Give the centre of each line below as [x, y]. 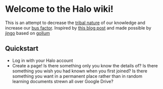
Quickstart [22, 48]
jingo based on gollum [27, 33]
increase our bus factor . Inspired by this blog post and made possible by [78, 28]
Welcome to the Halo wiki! [59, 9]
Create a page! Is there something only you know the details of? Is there [85, 65]
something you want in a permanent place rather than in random [77, 76]
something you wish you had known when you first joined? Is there [80, 71]
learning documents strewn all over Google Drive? [63, 81]
